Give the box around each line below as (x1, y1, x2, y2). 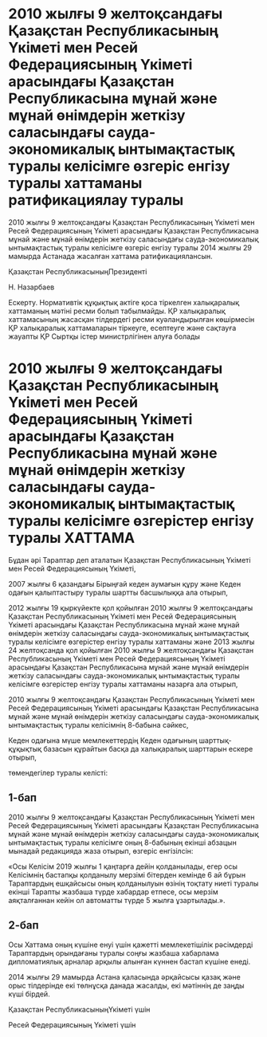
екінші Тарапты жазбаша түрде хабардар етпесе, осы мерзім (8, 886, 218, 897)
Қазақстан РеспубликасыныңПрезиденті (8, 266, 147, 276)
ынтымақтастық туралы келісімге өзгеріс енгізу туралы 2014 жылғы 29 (8, 242, 253, 252)
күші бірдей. (8, 989, 50, 999)
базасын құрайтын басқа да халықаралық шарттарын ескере (43, 744, 253, 753)
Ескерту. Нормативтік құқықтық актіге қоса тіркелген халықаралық (8, 297, 240, 307)
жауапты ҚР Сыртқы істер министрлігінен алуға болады (8, 332, 201, 341)
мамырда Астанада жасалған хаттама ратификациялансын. (8, 251, 213, 261)
